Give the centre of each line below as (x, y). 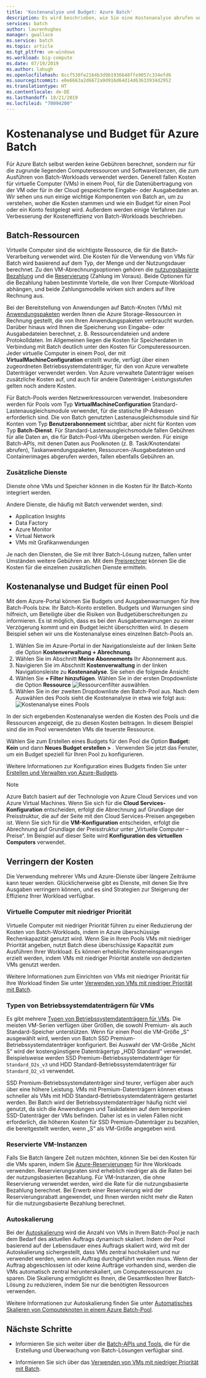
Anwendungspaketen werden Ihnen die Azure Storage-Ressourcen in (94, 314)
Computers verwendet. (36, 843)
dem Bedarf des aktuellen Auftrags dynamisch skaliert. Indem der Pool (96, 1239)
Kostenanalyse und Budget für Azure (103, 134)
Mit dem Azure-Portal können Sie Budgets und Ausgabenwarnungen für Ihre (103, 601)
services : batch (27, 23)
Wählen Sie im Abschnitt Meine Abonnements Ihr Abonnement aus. (101, 659)
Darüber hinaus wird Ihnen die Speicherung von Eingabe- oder (86, 327)
